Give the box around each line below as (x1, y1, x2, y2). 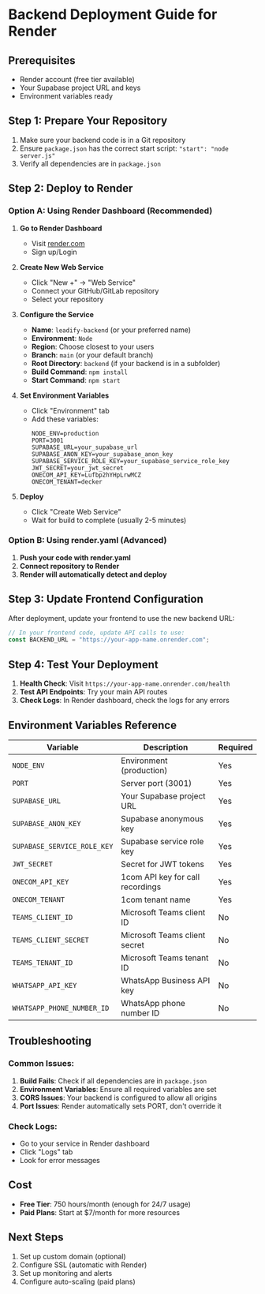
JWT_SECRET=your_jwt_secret (31, 464, 124, 472)
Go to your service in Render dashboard (19, 1139, 150, 1148)
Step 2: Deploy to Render (8, 181, 133, 195)
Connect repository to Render (19, 561, 120, 570)
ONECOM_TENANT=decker (31, 477, 103, 486)
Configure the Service (19, 309, 95, 319)
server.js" (19, 151, 56, 159)
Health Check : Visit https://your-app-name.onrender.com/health (19, 679, 230, 688)
